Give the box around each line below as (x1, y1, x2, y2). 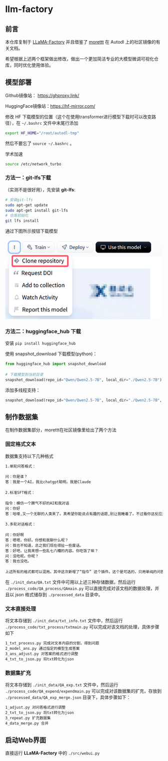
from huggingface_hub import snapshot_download (5, 362, 106, 367)
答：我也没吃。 (5, 559, 31, 564)
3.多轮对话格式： (5, 522, 36, 527)
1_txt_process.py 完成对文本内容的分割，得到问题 (5, 641, 99, 646)
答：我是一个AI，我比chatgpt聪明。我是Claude (5, 479, 91, 484)
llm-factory (5, 4, 53, 15)
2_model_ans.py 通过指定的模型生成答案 (5, 646, 80, 651)
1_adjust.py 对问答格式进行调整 (5, 705, 66, 710)
